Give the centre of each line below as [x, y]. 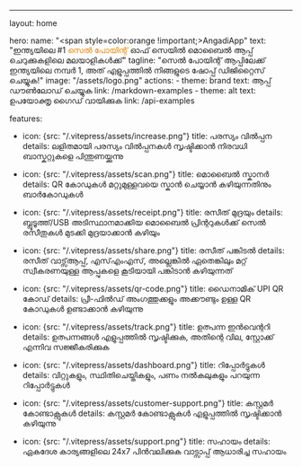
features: [26, 119]
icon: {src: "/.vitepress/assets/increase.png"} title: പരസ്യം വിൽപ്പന [147, 136]
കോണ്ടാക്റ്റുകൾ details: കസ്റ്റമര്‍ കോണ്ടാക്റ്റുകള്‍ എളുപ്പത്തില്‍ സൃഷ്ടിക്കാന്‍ [152, 413]
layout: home [33, 23]
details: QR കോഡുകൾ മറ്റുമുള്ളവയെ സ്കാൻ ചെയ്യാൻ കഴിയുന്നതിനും [147, 184]
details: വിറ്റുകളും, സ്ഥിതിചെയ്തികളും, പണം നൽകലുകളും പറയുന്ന [141, 375]
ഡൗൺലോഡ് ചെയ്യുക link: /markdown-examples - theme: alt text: [133, 90]
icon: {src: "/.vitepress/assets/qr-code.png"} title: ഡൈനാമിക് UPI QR [153, 289]
